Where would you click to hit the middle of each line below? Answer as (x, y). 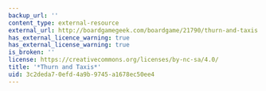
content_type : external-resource (64, 23)
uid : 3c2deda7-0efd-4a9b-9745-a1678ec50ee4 (82, 74)
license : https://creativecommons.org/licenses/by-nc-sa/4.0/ (113, 60)
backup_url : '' (33, 15)
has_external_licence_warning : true (69, 38)
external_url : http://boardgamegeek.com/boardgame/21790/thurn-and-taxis (133, 30)
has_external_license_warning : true (69, 45)
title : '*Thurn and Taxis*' (55, 67)
